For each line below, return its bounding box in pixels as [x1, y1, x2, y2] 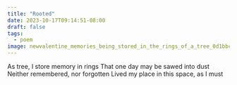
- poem [13, 37, 33, 44]
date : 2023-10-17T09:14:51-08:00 [7, 17, 106, 24]
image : [7, 43, 27, 50]
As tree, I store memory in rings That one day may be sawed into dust [7, 63, 210, 70]
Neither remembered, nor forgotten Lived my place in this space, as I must [7, 70, 224, 78]
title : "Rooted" [7, 10, 55, 18]
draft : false [7, 23, 46, 30]
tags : [7, 30, 23, 37]
